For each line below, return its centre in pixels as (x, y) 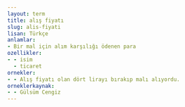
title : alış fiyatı (36, 20)
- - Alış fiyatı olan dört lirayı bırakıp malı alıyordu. (94, 79)
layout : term (26, 14)
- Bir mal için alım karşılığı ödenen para (72, 46)
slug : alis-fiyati (34, 27)
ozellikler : (25, 53)
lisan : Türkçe (28, 33)
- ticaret (28, 66)
